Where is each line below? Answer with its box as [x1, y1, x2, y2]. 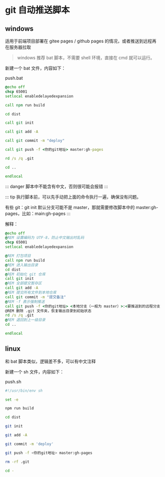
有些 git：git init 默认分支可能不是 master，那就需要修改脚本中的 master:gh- [5, 204, 159, 210]
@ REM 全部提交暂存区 [5, 281, 42, 286]
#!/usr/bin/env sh [5, 388, 43, 393]
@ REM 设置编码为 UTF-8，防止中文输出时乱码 [5, 235, 84, 240]
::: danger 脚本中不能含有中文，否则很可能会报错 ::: [5, 183, 108, 189]
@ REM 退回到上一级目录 [5, 317, 46, 323]
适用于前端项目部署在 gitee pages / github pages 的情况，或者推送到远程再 [5, 38, 157, 44]
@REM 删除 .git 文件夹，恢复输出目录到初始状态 [5, 308, 92, 313]
